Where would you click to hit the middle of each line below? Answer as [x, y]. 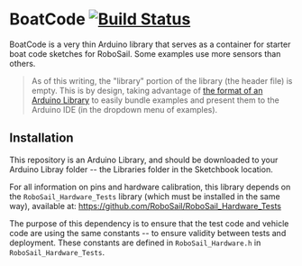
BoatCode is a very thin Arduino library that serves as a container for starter [150, 44]
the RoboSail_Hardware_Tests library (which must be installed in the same [145, 196]
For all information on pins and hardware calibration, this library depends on [150, 187]
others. [23, 63]
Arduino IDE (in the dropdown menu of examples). [124, 109]
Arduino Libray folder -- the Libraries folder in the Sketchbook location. [141, 169]
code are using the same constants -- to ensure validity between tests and [148, 233]
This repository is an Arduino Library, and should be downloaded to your [144, 160]
